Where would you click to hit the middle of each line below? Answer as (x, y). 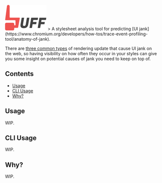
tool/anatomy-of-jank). (28, 39)
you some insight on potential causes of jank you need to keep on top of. (78, 59)
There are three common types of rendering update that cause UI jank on (79, 48)
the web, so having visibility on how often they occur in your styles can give (81, 53)
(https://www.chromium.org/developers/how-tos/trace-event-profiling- (76, 34)
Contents (19, 74)
